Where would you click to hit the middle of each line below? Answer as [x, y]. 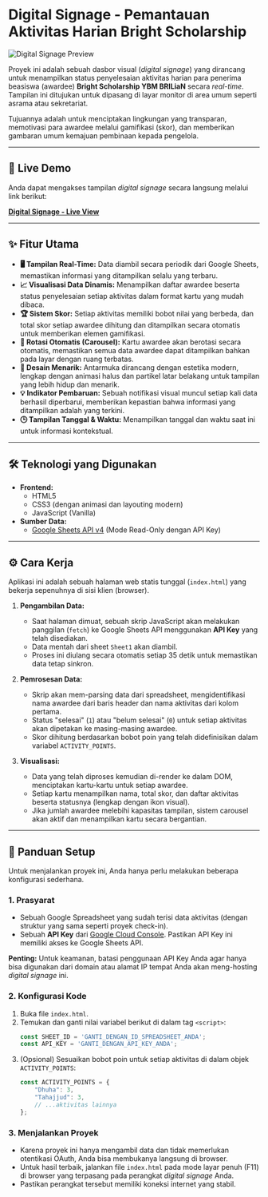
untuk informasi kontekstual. [66, 431]
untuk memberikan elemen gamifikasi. [83, 333]
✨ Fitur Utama [44, 244]
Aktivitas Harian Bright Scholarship [128, 32]
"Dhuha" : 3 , [54, 1090]
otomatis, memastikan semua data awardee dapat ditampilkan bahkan [135, 350]
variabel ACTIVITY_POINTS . [74, 746]
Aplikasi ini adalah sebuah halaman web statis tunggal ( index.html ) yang [128, 582]
